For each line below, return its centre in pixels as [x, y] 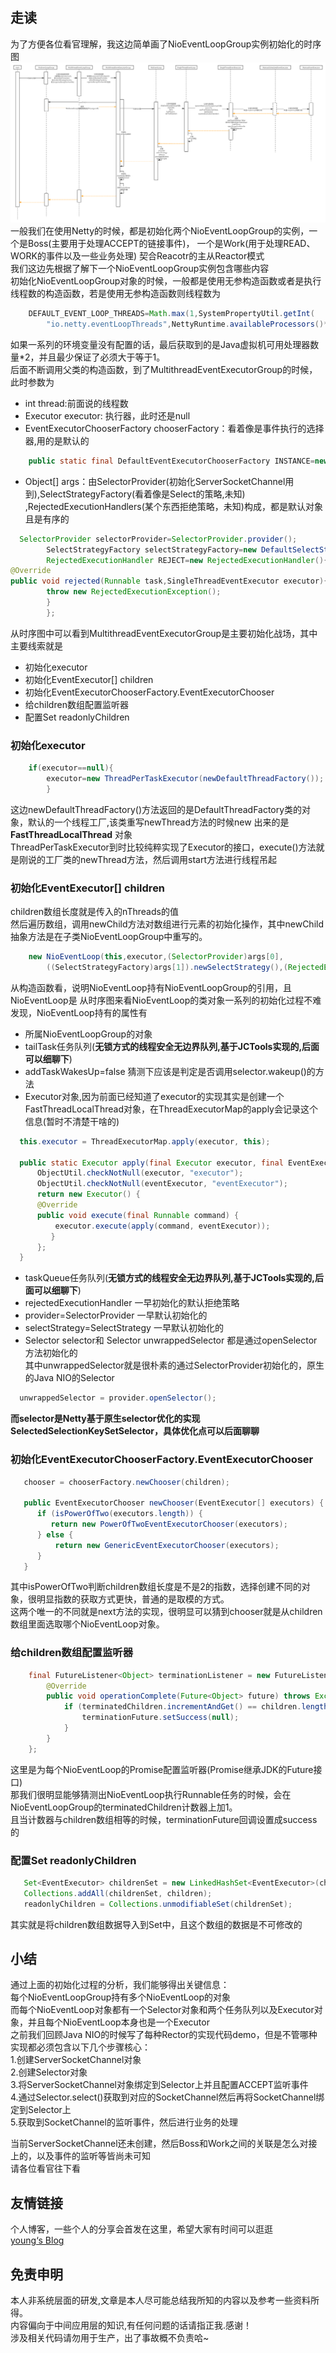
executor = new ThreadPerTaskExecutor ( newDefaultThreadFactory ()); [185, 779]
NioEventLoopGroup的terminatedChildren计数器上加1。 [124, 1807]
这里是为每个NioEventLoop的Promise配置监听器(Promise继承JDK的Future [162, 1769]
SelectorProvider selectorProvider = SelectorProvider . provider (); [158, 539]
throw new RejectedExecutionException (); [134, 592]
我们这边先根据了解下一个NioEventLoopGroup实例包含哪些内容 [140, 269]
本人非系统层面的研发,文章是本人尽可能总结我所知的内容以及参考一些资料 [161, 2300]
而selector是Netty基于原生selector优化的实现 [105, 1419]
